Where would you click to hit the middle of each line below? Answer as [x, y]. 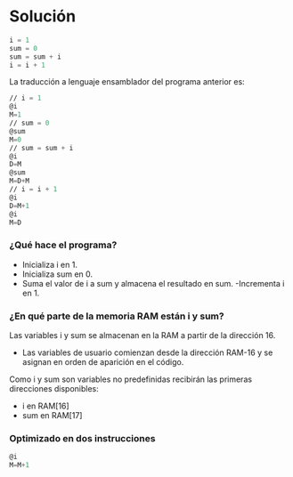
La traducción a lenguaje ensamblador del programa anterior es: [127, 82]
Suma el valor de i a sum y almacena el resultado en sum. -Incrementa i [153, 283]
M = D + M [19, 181]
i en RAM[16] [45, 406]
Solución [43, 16]
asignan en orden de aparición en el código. [103, 362]
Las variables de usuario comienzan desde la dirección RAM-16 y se [147, 352]
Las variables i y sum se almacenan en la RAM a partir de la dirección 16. [142, 336]
